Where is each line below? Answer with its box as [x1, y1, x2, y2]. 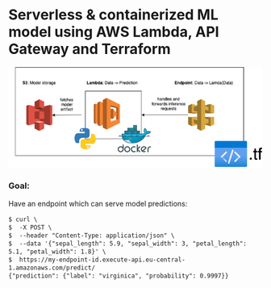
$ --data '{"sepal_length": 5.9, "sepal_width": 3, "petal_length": [8, 240, 248, 248]
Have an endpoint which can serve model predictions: [8, 198, 188, 208]
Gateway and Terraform [8, 40, 171, 58]
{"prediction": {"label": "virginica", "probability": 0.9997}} [8, 272, 229, 280]
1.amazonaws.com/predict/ [8, 264, 95, 272]
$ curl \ [8, 215, 38, 223]
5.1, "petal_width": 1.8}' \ [8, 248, 106, 256]
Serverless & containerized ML [8, 6, 219, 24]
